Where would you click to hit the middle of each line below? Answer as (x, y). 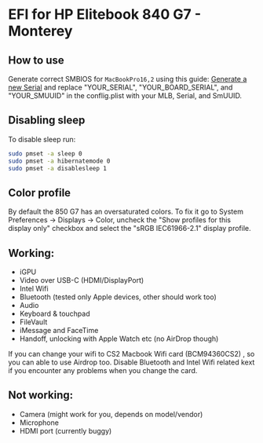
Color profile (40, 193)
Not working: (41, 395)
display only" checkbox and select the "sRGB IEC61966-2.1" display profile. (130, 229)
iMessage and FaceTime (59, 331)
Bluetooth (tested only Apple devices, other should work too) (118, 297)
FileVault (33, 322)
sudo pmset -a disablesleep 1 (58, 168)
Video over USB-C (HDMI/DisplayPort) (82, 280)
